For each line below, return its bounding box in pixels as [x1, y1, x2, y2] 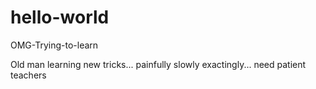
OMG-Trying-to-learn [10, 39, 99, 51]
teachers [10, 69, 47, 81]
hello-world [10, 6, 110, 29]
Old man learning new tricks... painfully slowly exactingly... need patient [10, 58, 307, 70]
